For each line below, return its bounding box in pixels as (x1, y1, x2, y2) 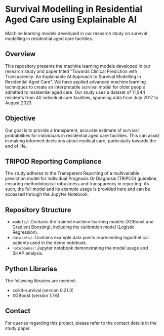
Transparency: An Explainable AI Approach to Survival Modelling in (5, 73, 141, 80)
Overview (5, 50, 36, 58)
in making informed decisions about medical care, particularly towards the (5, 137, 157, 144)
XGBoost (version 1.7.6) (12, 293, 60, 298)
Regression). (12, 229, 39, 235)
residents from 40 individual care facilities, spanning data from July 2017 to (5, 94, 159, 100)
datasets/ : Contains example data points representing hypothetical (12, 235, 149, 241)
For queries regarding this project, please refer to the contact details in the (5, 320, 157, 326)
